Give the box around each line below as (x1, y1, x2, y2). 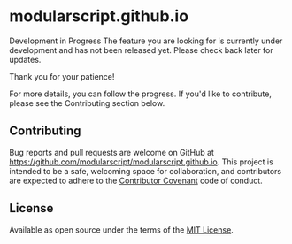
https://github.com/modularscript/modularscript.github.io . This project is (9, 156, 274, 167)
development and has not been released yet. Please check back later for (9, 44, 274, 55)
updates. (9, 54, 42, 65)
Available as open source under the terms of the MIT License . (9, 224, 234, 235)
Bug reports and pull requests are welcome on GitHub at (9, 147, 215, 157)
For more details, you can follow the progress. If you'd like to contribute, (9, 88, 273, 99)
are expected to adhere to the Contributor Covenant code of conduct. (9, 175, 263, 186)
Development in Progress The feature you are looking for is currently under (9, 35, 283, 46)
